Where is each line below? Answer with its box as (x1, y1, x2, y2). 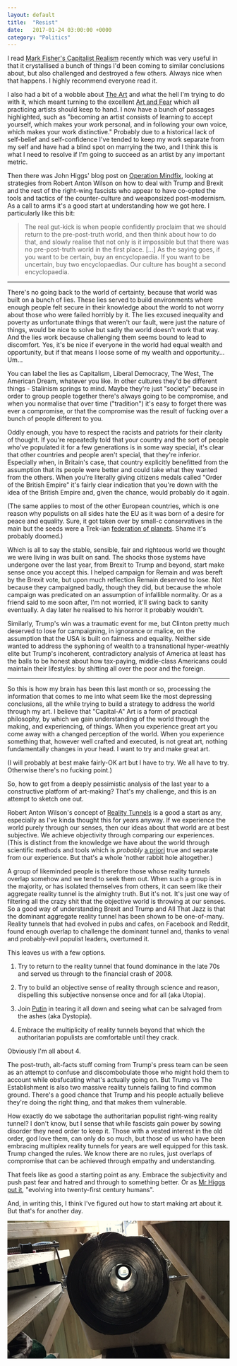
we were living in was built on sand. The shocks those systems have (7, 553, 206, 562)
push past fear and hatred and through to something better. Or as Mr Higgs (7, 1178, 226, 1187)
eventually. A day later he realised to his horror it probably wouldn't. (7, 606, 205, 614)
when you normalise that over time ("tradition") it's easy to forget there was (7, 399, 227, 408)
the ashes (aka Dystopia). (17, 1012, 92, 1020)
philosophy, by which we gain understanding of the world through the (7, 714, 209, 724)
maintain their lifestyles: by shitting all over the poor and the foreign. (7, 664, 206, 673)
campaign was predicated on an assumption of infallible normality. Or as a (7, 591, 223, 599)
